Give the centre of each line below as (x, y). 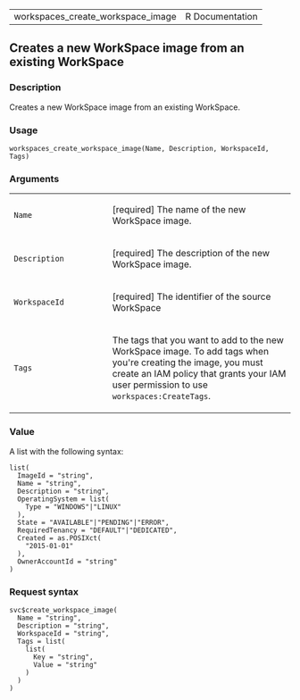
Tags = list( (42, 641)
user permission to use (160, 385)
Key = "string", (63, 657)
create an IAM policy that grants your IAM (199, 374)
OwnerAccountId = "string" (67, 562)
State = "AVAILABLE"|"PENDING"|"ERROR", (93, 522)
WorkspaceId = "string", (63, 633)
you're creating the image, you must (187, 362)
